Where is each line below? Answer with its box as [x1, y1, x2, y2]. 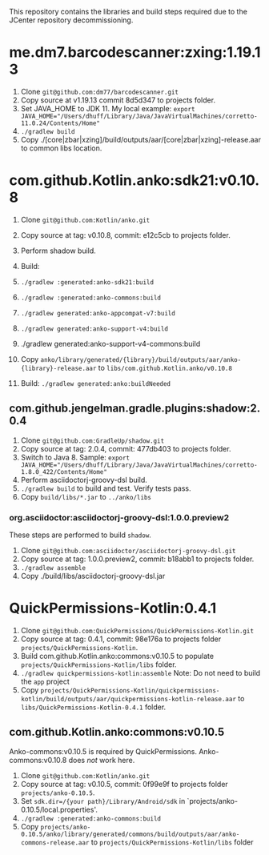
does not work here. [68, 755, 135, 765]
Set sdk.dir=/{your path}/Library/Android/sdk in [20, 796, 186, 805]
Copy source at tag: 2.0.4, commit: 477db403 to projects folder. [20, 444, 231, 453]
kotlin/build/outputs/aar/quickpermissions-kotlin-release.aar [20, 695, 237, 703]
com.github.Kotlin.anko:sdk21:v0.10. [9, 171, 260, 190]
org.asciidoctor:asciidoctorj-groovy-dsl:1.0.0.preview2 [9, 512, 230, 523]
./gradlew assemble [20, 564, 86, 572]
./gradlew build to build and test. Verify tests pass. [20, 484, 191, 493]
